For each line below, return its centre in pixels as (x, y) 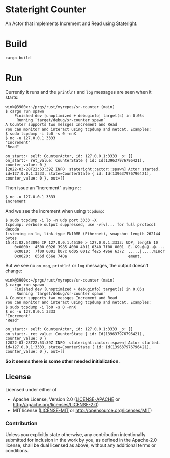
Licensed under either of (31, 389)
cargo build (18, 58)
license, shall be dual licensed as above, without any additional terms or (81, 445)
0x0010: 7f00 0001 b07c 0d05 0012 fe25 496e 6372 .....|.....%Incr (90, 251)
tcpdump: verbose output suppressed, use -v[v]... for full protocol (81, 225)
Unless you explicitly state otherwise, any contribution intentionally (75, 434)
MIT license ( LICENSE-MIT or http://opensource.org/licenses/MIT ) (82, 410)
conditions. (17, 450)
